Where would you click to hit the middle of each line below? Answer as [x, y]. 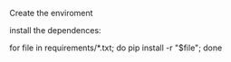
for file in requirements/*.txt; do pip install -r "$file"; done [116, 48]
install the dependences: [55, 30]
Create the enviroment [51, 13]
